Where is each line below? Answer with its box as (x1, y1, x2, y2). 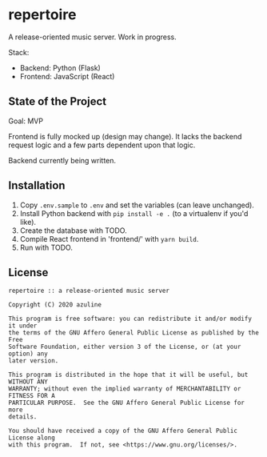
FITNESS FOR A (8, 392, 56, 400)
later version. (8, 357, 59, 365)
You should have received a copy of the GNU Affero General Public (8, 427, 238, 435)
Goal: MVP (8, 116, 44, 126)
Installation (8, 178, 66, 193)
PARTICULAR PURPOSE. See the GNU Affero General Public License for (8, 399, 245, 407)
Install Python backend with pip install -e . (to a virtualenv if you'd (19, 208, 249, 218)
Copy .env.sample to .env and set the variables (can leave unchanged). (19, 200, 254, 210)
